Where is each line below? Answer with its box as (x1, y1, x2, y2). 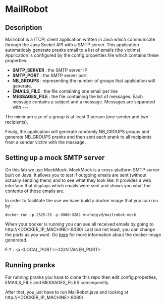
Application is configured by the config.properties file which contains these (5, 52, 159, 58)
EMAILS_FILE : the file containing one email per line (12, 88, 118, 94)
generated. (5, 237, 28, 243)
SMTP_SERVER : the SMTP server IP (12, 67, 88, 73)
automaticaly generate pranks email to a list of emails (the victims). (5, 47, 142, 53)
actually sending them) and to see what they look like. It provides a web (5, 177, 152, 183)
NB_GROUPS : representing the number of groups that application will (12, 78, 155, 83)
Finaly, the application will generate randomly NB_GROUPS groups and (5, 129, 150, 135)
